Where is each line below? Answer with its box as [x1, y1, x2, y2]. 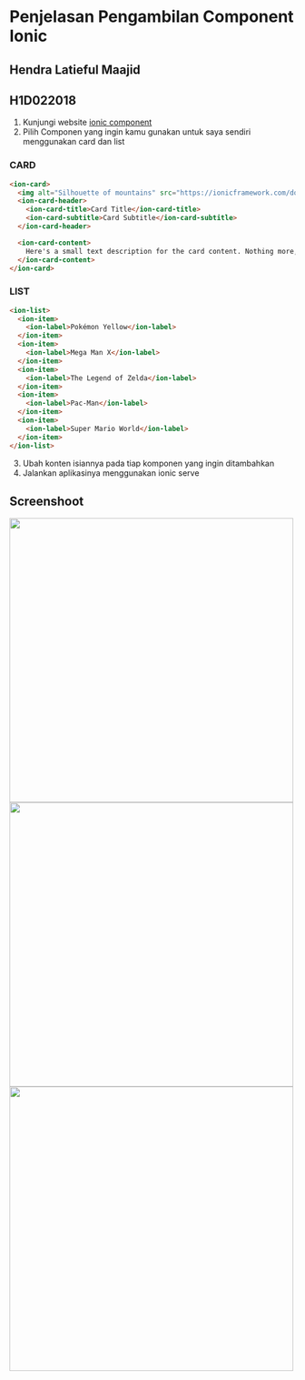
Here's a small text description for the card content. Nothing [25, 247, 274, 256]
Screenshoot [9, 494, 84, 509]
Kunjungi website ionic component [22, 116, 152, 128]
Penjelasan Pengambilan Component [9, 6, 294, 27]
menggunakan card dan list [22, 136, 125, 147]
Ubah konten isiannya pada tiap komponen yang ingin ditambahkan [22, 458, 275, 468]
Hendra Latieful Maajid [9, 62, 141, 77]
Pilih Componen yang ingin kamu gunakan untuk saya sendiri [22, 126, 251, 137]
